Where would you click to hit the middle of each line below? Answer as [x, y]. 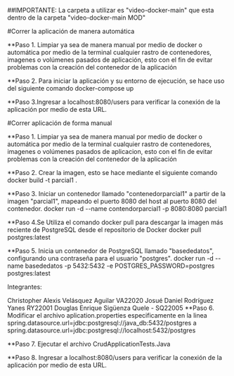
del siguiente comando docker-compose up [71, 88]
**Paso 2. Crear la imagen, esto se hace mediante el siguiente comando [112, 173]
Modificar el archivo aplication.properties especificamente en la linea [107, 315]
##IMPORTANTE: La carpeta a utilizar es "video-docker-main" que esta [111, 10]
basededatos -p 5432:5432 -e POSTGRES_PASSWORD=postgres [120, 266]
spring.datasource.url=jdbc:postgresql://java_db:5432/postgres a [102, 323]
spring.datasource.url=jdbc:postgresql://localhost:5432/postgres [102, 330]
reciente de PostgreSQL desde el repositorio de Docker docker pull [104, 230]
